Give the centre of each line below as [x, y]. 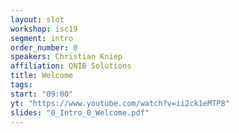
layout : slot [37, 19]
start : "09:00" [42, 94]
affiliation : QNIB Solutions [71, 66]
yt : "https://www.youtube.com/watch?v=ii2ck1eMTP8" [120, 103]
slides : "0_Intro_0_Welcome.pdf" [80, 112]
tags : [21, 85]
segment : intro [42, 38]
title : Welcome [42, 76]
